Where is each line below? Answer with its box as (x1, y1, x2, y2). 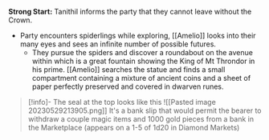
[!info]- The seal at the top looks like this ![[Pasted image (27, 98, 217, 106)
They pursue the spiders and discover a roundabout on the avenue (31, 48, 253, 57)
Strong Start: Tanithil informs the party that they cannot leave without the (8, 7, 252, 16)
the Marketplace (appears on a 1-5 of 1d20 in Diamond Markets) (27, 123, 240, 132)
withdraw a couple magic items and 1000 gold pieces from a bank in (27, 114, 255, 123)
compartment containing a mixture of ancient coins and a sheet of (31, 74, 251, 82)
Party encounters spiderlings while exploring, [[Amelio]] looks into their (19, 31, 256, 40)
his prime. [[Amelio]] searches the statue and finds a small (31, 65, 226, 74)
